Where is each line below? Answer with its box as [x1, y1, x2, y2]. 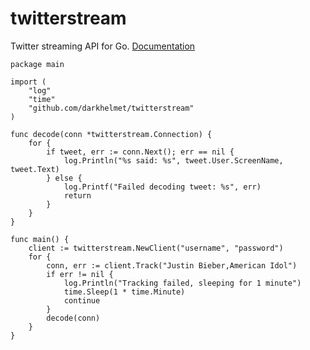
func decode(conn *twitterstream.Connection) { [10, 129, 213, 139]
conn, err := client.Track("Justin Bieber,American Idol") [46, 260, 298, 271]
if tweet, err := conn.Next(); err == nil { [46, 147, 235, 157]
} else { [46, 173, 83, 183]
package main [10, 59, 65, 69]
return [63, 190, 92, 201]
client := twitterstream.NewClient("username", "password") [28, 243, 284, 253]
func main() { [10, 234, 70, 244]
